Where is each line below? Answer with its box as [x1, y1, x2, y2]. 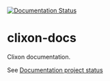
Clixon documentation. [7, 52, 71, 61]
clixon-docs [7, 31, 77, 46]
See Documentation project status [7, 65, 104, 74]
